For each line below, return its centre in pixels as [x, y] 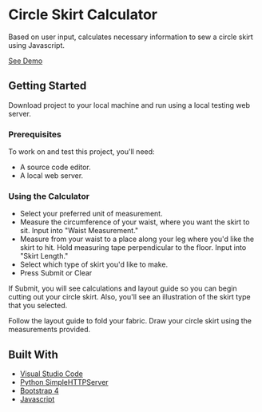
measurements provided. [50, 330]
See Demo [26, 61]
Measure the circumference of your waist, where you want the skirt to [135, 222]
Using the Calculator [49, 196]
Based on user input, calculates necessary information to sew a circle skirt [131, 37]
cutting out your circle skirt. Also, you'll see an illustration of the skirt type [129, 297]
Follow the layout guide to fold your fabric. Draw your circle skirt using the [130, 321]
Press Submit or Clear [56, 273]
